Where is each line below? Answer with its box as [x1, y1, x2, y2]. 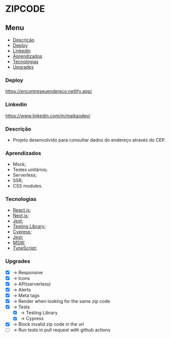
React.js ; [12, 207, 32, 213]
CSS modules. [12, 183, 43, 189]
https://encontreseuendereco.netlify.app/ [5, 88, 92, 94]
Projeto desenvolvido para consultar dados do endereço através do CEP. [12, 137, 166, 143]
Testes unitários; [12, 167, 48, 173]
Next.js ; [12, 213, 29, 219]
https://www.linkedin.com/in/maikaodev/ [5, 113, 91, 119]
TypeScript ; [12, 245, 37, 251]
